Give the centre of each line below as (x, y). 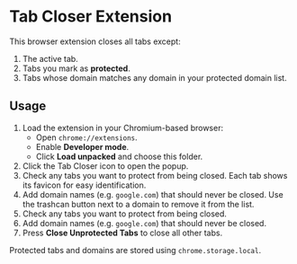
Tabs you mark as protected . (76, 68)
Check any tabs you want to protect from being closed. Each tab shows (155, 175)
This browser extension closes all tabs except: (95, 41)
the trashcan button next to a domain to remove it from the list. (138, 204)
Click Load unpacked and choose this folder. (119, 156)
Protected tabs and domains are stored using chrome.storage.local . (135, 250)
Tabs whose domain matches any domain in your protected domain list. (154, 77)
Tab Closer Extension (91, 17)
